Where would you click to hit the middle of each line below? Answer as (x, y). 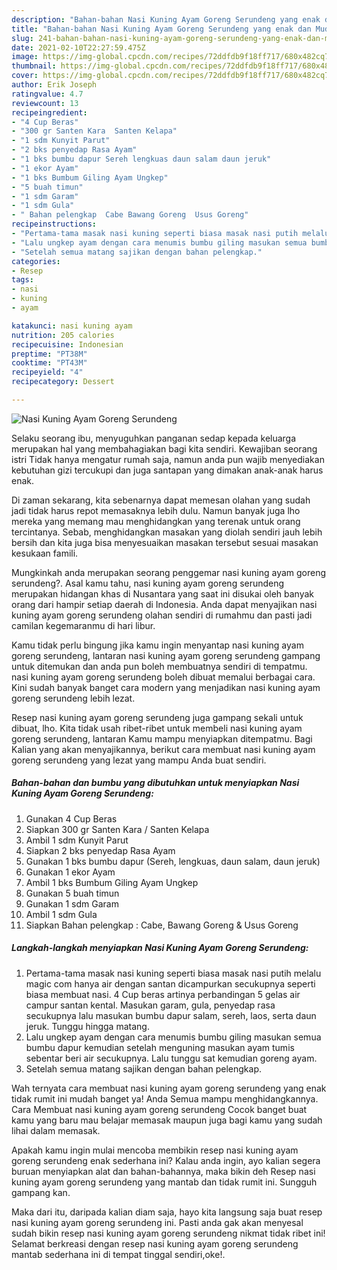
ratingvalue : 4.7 (47, 94)
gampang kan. (41, 1192)
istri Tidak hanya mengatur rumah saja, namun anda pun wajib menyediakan (168, 459)
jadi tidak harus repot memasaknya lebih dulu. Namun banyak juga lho (156, 510)
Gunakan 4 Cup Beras (71, 818)
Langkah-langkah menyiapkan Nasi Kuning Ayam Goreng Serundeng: (160, 948)
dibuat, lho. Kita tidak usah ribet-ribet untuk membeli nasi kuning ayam (157, 728)
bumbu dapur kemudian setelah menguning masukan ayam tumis (160, 1047)
